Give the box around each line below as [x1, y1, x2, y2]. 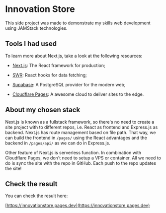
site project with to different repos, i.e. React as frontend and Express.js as [5, 124, 158, 130]
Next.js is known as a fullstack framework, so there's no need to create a [5, 119, 155, 125]
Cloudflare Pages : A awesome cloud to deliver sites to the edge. [12, 91, 144, 97]
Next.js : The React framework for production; [12, 62, 105, 68]
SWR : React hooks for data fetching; [12, 72, 87, 78]
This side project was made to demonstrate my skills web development [5, 20, 151, 26]
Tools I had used [5, 40, 57, 48]
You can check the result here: [5, 193, 68, 199]
